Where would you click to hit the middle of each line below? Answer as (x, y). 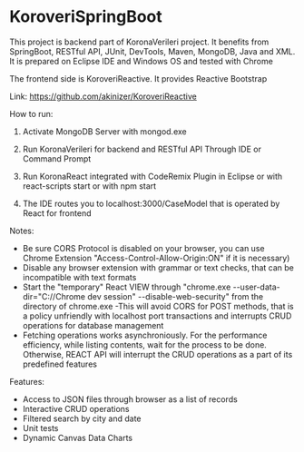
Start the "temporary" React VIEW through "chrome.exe (127, 287)
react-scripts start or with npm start (89, 186)
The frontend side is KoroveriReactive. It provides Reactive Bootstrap (138, 78)
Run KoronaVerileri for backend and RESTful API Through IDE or (142, 149)
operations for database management (93, 325)
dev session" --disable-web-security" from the (176, 296)
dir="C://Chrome (54, 296)
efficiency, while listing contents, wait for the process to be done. (145, 344)
